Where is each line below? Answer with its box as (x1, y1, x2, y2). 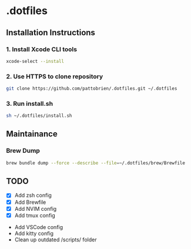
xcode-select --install (6, 58, 65, 64)
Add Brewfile (14, 198, 46, 206)
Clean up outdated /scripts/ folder (14, 236, 97, 243)
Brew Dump (6, 147, 40, 155)
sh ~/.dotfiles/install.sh (6, 113, 72, 119)
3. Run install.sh (6, 99, 53, 107)
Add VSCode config (14, 223, 63, 230)
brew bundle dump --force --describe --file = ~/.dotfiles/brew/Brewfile (6, 160, 185, 166)
